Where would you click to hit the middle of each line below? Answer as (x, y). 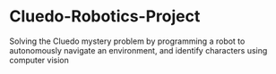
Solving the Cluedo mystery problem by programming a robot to (127, 41)
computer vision (39, 60)
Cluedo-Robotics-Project (105, 16)
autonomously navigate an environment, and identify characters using (138, 50)
